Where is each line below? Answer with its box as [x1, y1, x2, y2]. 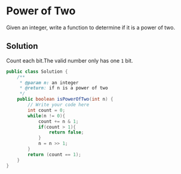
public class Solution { [6, 69, 68, 74]
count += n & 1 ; [38, 118, 79, 125]
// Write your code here [27, 102, 90, 108]
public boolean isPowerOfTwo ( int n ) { [17, 97, 113, 102]
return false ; [48, 129, 84, 135]
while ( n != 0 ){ [27, 113, 66, 119]
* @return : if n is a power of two [19, 85, 109, 91]
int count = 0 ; [27, 107, 66, 113]
